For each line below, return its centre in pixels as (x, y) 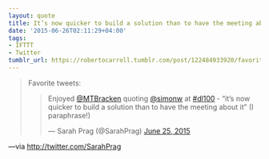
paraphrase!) (69, 115)
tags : (17, 38)
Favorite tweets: (54, 83)
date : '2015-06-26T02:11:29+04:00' (68, 30)
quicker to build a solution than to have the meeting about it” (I (151, 107)
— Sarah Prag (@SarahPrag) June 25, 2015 (119, 131)
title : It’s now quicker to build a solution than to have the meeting (130, 23)
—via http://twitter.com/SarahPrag (65, 146)
